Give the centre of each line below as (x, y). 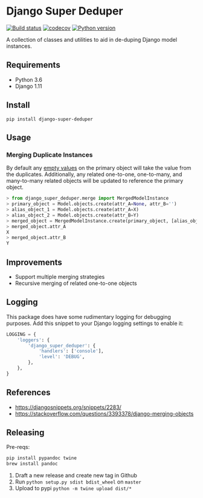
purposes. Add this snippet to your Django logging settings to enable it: (95, 323)
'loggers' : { (34, 340)
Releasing (25, 432)
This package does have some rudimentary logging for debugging (89, 316)
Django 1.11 (28, 86)
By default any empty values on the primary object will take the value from (99, 168)
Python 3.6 (28, 79)
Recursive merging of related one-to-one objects (76, 283)
